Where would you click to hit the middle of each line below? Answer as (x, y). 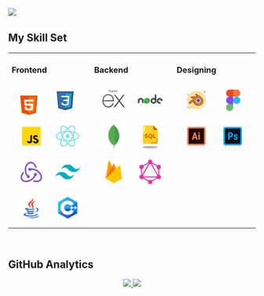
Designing (196, 70)
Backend (111, 70)
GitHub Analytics (51, 264)
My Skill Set (38, 38)
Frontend (29, 70)
